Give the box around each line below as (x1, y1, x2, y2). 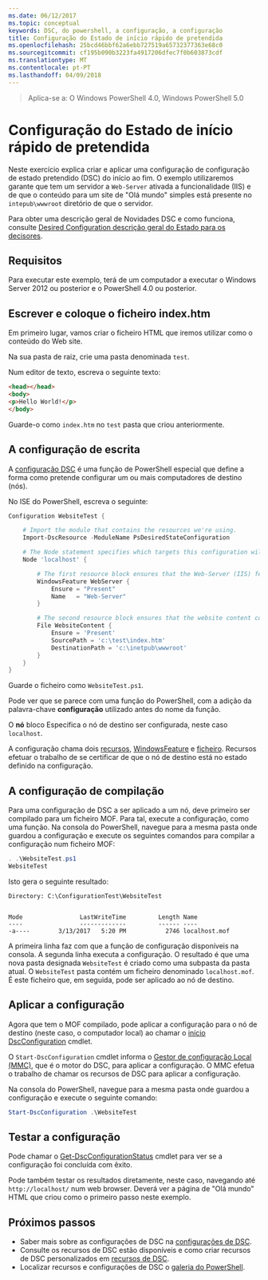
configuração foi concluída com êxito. (8, 1160, 133, 1170)
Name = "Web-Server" (50, 592, 127, 600)
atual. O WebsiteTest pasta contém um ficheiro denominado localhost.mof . (8, 966, 254, 976)
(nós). (8, 481, 28, 491)
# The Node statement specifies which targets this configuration (22, 548, 248, 556)
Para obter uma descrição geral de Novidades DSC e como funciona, (8, 213, 235, 224)
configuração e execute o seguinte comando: (8, 1092, 158, 1103)
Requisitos (8, 253, 62, 268)
